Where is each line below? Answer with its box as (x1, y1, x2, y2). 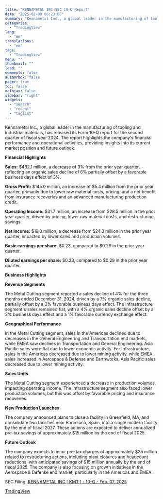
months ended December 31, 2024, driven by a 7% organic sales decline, (5, 296, 152, 302)
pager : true (5, 79, 29, 84)
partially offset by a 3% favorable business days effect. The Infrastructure (5, 301, 153, 307)
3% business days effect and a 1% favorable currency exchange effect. (5, 311, 148, 317)
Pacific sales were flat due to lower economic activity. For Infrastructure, (5, 345, 150, 351)
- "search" (9, 102, 32, 107)
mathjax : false (5, 88, 36, 93)
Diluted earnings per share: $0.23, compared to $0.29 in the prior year (5, 257, 148, 263)
